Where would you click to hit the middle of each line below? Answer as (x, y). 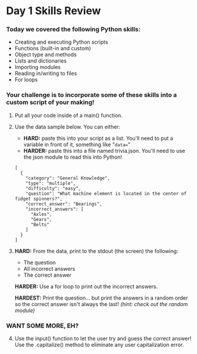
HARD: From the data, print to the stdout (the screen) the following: (96, 251)
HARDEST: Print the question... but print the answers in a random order (101, 298)
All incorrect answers (49, 268)
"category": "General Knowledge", (68, 178)
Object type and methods (45, 55)
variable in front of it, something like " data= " (77, 144)
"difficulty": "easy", (53, 188)
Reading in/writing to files (46, 73)
